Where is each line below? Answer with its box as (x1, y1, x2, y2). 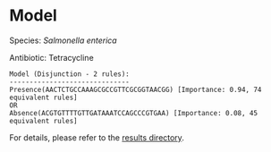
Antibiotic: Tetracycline (9, 52, 94, 63)
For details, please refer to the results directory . (9, 131, 185, 143)
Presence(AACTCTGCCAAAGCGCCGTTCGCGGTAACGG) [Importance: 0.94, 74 (9, 85, 262, 94)
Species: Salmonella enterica (9, 35, 118, 46)
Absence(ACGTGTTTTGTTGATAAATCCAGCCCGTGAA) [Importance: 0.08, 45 (9, 108, 258, 117)
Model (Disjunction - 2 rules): (9, 69, 130, 79)
